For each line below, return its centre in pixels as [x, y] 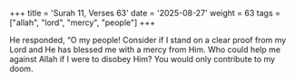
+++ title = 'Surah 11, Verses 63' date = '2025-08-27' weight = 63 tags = [145, 13]
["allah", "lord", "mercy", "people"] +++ [83, 22]
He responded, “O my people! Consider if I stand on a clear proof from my [148, 40]
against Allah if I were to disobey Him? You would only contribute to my [142, 59]
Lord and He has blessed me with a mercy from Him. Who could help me [145, 49]
